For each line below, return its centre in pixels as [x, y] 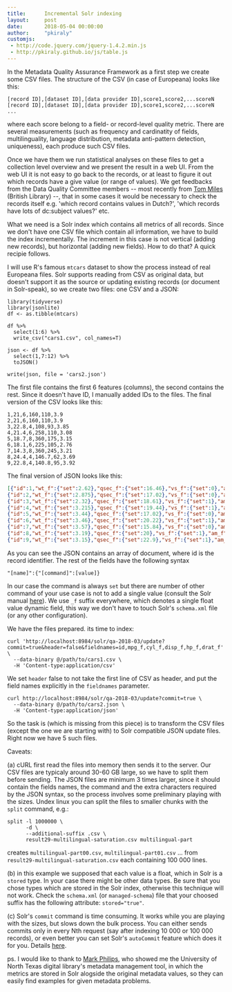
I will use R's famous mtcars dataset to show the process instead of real [109, 267]
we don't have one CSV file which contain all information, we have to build [113, 232]
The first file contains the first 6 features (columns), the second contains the [116, 387]
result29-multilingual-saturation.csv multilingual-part [109, 840]
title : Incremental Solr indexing [65, 13]
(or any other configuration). [47, 615]
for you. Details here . [37, 945]
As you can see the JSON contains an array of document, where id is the [111, 553]
